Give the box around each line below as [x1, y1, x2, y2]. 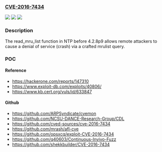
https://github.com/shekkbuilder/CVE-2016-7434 [12, 141, 110, 147]
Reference [5, 68, 27, 73]
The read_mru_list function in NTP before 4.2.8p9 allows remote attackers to [5, 38, 157, 44]
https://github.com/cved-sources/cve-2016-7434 [12, 120, 111, 127]
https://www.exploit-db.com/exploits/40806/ [12, 84, 102, 89]
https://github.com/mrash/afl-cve [12, 126, 79, 132]
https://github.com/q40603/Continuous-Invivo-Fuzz [12, 136, 117, 142]
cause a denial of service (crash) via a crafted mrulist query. [5, 43, 125, 49]
